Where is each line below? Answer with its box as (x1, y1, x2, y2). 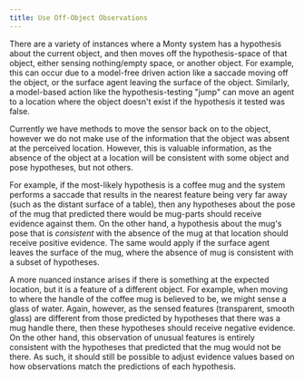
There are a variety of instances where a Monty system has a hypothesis (9, 38, 282, 49)
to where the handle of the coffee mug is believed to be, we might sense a (9, 293, 288, 304)
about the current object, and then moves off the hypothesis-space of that (9, 47, 288, 59)
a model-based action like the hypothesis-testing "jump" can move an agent (9, 86, 295, 97)
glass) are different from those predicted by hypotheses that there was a (9, 312, 281, 323)
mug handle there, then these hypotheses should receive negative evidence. (9, 322, 296, 333)
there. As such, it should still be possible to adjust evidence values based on (9, 351, 295, 362)
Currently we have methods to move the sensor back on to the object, (9, 123, 271, 134)
